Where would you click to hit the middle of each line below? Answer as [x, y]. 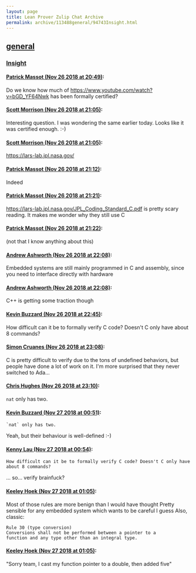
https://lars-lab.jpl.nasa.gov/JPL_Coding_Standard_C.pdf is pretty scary [92, 209]
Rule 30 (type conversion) [39, 527]
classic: [15, 517]
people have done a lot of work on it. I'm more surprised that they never [93, 366]
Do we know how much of [38, 90]
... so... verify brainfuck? [36, 478]
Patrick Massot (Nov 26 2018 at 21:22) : [54, 228]
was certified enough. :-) [36, 129]
